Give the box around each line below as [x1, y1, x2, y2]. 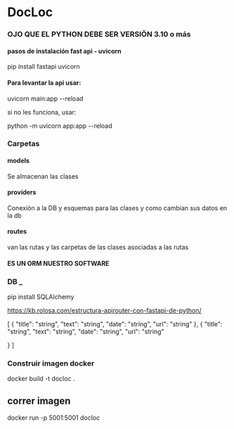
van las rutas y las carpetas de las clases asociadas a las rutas [7, 243, 189, 252]
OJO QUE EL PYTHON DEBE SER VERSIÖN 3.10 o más [7, 30, 191, 39]
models [7, 156, 30, 165]
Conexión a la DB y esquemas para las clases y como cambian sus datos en [7, 203, 227, 212]
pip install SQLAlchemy [7, 293, 74, 301]
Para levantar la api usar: [7, 78, 82, 87]
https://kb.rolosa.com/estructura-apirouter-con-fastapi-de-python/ [7, 306, 202, 314]
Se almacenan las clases [7, 172, 79, 180]
